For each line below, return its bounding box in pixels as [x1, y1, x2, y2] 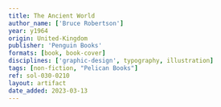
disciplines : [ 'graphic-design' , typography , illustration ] [8, 57, 215, 65]
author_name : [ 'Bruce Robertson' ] [8, 19, 125, 27]
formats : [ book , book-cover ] [8, 49, 106, 57]
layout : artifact [8, 79, 67, 87]
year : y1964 [8, 27, 48, 35]
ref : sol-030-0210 [8, 72, 70, 80]
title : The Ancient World [8, 11, 95, 20]
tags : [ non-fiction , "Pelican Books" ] [8, 64, 138, 72]
